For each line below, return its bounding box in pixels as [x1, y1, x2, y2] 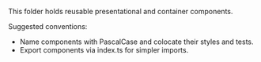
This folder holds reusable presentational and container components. [8, 7, 233, 16]
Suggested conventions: [8, 22, 88, 31]
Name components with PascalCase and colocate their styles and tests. [19, 37, 255, 46]
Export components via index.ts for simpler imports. [19, 46, 189, 54]
